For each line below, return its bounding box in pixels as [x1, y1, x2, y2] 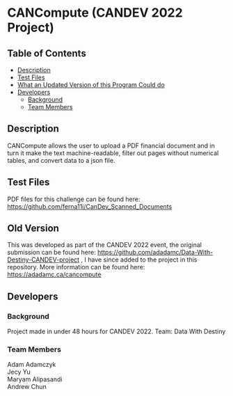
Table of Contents [7, 47, 87, 59]
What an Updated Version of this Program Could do [17, 81, 165, 88]
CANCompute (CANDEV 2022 [7, 5, 183, 21]
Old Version [7, 223, 59, 235]
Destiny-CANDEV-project [7, 255, 80, 264]
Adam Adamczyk [7, 361, 56, 369]
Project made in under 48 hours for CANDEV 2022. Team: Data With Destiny [7, 327, 226, 335]
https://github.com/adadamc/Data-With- [97, 248, 214, 257]
